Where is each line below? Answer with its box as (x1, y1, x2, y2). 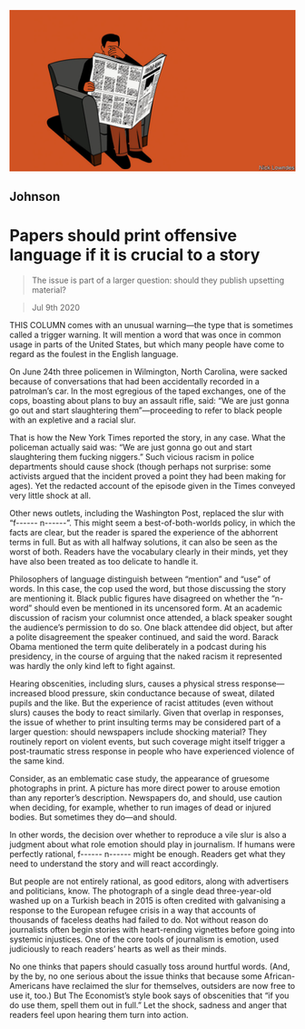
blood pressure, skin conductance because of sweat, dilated (48, 687, 275, 698)
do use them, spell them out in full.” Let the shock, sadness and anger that (9, 999, 288, 1010)
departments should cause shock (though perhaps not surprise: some (9, 461, 271, 472)
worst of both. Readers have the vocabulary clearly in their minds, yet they (9, 546, 289, 557)
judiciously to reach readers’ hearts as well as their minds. (9, 943, 227, 954)
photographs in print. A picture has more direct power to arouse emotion (9, 783, 280, 794)
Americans (9, 980, 50, 991)
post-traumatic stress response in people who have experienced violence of (9, 745, 295, 756)
